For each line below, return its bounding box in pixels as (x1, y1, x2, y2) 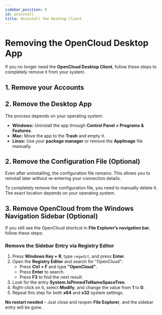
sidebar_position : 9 (5, 7, 47, 12)
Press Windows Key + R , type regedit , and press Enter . (12, 253, 126, 259)
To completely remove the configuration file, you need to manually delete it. (5, 185, 158, 191)
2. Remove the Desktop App (5, 100, 92, 108)
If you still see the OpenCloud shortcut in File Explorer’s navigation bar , (5, 225, 151, 231)
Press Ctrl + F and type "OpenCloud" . (19, 264, 97, 270)
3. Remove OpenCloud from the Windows (5, 204, 134, 213)
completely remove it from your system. (5, 69, 86, 75)
